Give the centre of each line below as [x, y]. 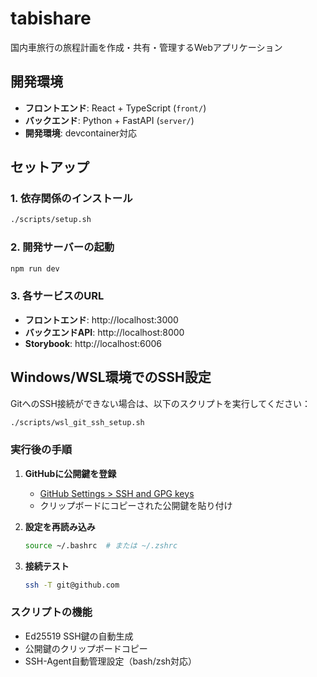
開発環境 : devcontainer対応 [81, 133]
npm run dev [35, 268]
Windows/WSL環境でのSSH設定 [111, 377]
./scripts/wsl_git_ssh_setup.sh [77, 422]
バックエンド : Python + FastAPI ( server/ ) [109, 120]
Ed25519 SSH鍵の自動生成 [79, 636]
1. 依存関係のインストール [71, 199]
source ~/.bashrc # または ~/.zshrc [101, 545]
